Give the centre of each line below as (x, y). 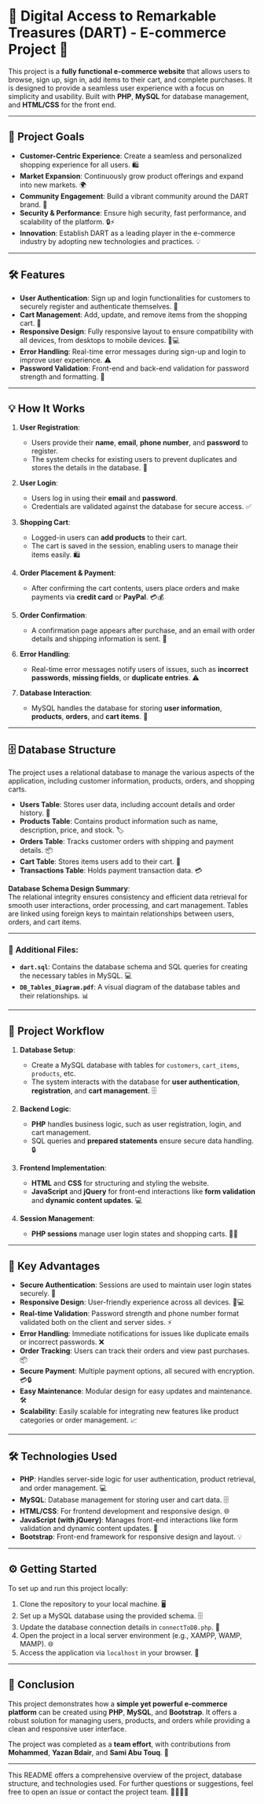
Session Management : (57, 1219)
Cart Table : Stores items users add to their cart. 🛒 (100, 861)
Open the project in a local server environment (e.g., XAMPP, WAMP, (131, 1635)
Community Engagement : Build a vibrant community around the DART (134, 196)
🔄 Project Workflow (56, 1031)
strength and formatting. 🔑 (62, 376)
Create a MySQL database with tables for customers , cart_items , (135, 1065)
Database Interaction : (56, 693)
